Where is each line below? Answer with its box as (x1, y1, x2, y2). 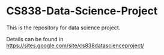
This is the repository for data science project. (6, 24, 121, 31)
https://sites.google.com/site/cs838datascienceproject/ (6, 42, 144, 49)
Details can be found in (6, 35, 64, 42)
